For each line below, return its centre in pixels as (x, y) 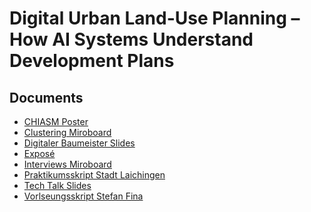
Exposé (39, 153)
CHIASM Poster (56, 121)
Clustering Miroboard (67, 132)
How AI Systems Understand (131, 39)
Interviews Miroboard (67, 164)
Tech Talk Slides (57, 185)
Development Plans (92, 61)
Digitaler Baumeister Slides (79, 143)
